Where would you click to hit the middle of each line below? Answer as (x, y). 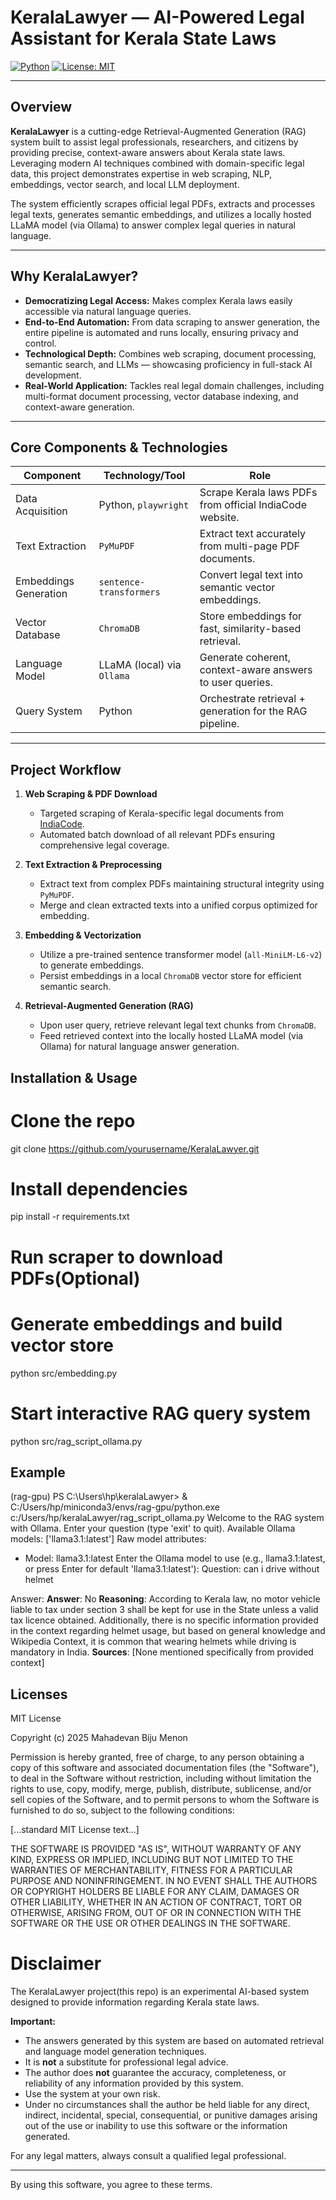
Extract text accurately (252, 534)
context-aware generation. (79, 407)
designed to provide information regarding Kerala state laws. (135, 2002)
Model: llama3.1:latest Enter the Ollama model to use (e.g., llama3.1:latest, (175, 1558)
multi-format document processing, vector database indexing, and (161, 396)
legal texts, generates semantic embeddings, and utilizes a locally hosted (161, 214)
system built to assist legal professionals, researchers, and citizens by (154, 142)
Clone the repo (73, 1120)
